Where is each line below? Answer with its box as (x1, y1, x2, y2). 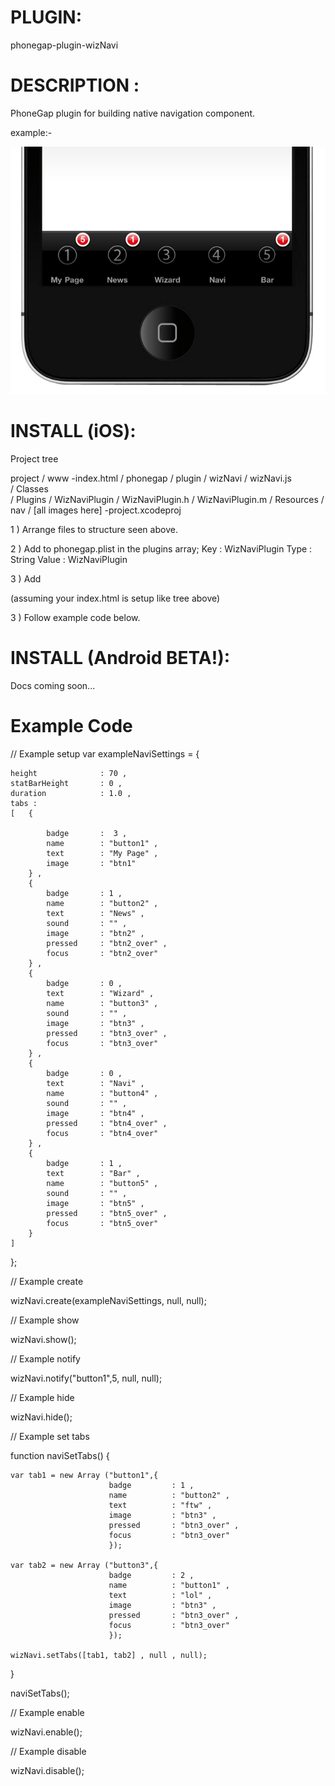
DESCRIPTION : (10, 74, 140, 97)
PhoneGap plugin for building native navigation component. (10, 107, 256, 119)
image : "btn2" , (46, 928, 145, 938)
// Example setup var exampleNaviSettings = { (10, 747, 200, 760)
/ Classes (10, 482, 49, 495)
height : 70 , (10, 768, 128, 778)
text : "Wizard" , (46, 988, 155, 998)
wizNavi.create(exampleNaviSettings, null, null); (10, 1294, 207, 1306)
